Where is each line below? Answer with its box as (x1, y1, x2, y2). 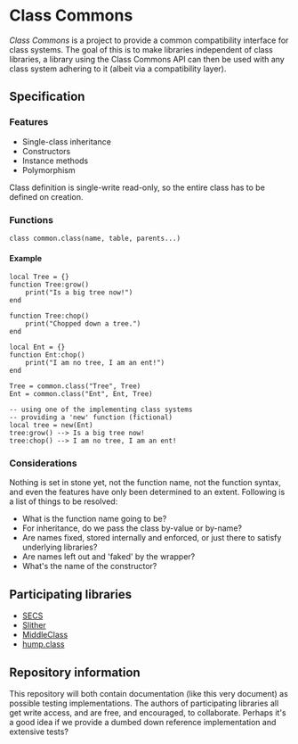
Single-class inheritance (21, 136, 111, 147)
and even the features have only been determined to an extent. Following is (9, 487, 286, 498)
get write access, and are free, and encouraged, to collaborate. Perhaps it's (9, 707, 286, 718)
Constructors (21, 145, 71, 156)
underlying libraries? (21, 541, 98, 553)
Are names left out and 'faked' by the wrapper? (21, 551, 196, 562)
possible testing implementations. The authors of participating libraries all (9, 698, 279, 709)
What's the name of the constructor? (21, 561, 157, 572)
